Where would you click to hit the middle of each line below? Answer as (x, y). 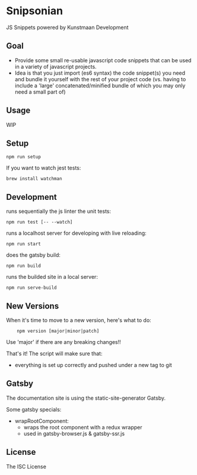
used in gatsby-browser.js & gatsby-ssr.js (74, 433)
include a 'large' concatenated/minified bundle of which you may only (100, 85)
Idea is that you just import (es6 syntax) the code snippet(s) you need (100, 73)
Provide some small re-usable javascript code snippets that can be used (103, 60)
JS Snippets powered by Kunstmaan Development (67, 27)
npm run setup (24, 157)
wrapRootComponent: (42, 421)
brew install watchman (34, 179)
